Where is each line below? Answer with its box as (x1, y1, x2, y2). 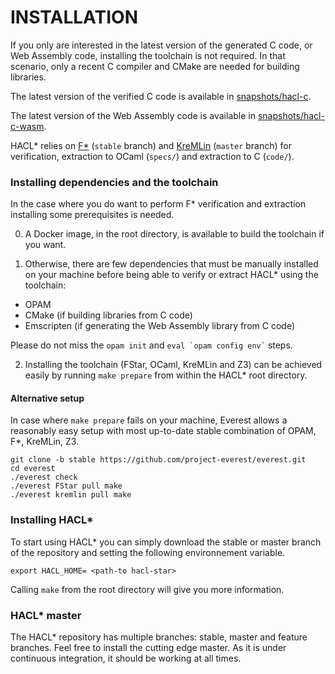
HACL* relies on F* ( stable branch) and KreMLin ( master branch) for (10, 139, 292, 151)
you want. (24, 239, 67, 251)
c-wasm (10, 120, 45, 132)
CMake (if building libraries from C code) (24, 309, 193, 321)
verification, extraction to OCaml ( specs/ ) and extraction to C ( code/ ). (10, 150, 295, 162)
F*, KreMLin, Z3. (10, 436, 80, 448)
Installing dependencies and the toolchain (10, 175, 219, 189)
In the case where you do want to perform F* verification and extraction (10, 198, 307, 210)
